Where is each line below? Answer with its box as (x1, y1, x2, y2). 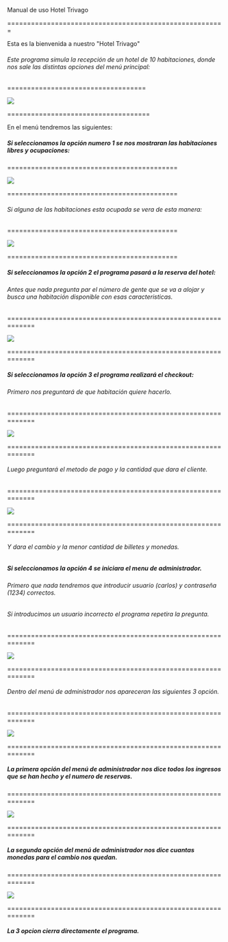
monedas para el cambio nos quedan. (7, 853, 118, 862)
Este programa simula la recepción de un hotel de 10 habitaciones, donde (7, 55, 216, 64)
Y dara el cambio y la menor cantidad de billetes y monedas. (7, 543, 179, 551)
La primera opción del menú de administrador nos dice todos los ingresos (7, 765, 221, 773)
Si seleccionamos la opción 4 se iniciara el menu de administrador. (7, 564, 202, 572)
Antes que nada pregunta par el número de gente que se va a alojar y (7, 286, 205, 294)
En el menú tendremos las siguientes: (7, 123, 113, 132)
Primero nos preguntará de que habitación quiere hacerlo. (7, 387, 173, 396)
